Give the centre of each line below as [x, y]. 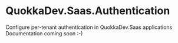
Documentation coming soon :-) [44, 33]
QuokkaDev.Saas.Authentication [88, 11]
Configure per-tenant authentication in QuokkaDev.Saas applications [89, 27]
